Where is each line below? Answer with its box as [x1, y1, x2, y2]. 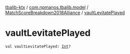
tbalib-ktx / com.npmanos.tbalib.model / [5, 5, 89, 10]
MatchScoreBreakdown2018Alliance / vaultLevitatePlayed [5, 10, 125, 16]
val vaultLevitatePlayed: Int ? [5, 44, 71, 49]
